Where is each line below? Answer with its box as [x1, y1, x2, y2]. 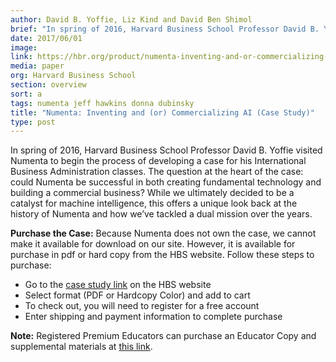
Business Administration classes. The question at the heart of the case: [10, 166, 304, 178]
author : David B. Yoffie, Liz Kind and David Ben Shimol [10, 14, 253, 25]
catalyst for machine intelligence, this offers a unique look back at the [10, 197, 298, 210]
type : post [10, 117, 56, 127]
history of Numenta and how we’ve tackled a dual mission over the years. [10, 208, 313, 220]
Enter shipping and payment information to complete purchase [24, 311, 283, 323]
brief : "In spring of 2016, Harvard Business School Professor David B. [10, 24, 320, 34]
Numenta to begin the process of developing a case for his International [10, 155, 307, 167]
